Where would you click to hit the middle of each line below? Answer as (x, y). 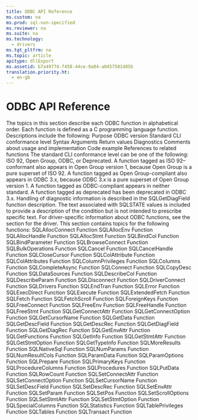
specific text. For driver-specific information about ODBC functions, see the (98, 217)
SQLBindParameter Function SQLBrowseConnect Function (77, 242)
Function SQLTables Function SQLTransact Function (69, 412)
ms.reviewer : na (26, 28)
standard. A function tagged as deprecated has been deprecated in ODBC (96, 192)
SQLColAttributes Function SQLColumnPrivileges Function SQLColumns (93, 261)
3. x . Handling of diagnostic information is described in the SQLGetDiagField (98, 198)
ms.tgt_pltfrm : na (29, 50)
